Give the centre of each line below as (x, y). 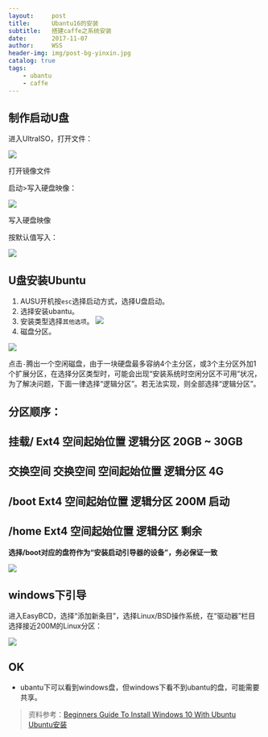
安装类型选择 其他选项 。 (57, 321)
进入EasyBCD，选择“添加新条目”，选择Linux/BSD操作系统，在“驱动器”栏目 (132, 616)
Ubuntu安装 (47, 725)
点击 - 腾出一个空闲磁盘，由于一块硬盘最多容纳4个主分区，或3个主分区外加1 (132, 364)
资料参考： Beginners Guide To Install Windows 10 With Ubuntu (132, 714)
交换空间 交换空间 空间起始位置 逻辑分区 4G (116, 472)
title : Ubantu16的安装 (54, 23)
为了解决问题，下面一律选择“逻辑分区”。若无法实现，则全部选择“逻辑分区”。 (134, 384)
